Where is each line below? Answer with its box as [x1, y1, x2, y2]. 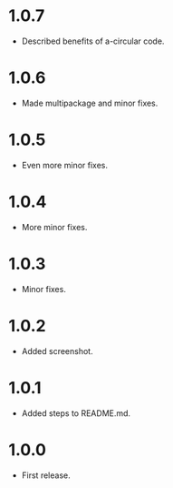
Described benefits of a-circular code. [21, 36, 165, 46]
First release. [21, 470, 71, 481]
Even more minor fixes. [21, 159, 108, 170]
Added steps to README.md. [21, 407, 131, 419]
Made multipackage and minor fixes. [21, 97, 159, 108]
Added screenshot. [21, 345, 93, 356]
